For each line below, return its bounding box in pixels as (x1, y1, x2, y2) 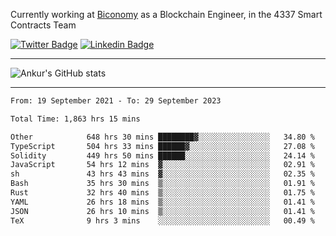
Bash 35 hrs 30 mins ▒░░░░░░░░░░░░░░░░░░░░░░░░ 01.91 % (10, 179, 315, 189)
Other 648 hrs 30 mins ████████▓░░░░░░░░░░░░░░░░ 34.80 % (10, 132, 315, 142)
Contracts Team (10, 19, 77, 31)
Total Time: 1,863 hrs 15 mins (10, 114, 141, 124)
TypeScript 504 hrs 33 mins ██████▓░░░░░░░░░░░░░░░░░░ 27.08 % (10, 141, 315, 151)
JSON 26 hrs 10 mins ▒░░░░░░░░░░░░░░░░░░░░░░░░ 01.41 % (10, 206, 315, 216)
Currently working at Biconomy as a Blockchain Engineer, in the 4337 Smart (10, 9, 323, 20)
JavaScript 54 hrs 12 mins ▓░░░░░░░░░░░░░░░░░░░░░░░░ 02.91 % (10, 160, 315, 170)
